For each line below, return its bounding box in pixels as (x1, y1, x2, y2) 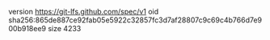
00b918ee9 (8, 24, 47, 33)
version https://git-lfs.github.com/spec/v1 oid (8, 7, 159, 16)
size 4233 (48, 24, 82, 33)
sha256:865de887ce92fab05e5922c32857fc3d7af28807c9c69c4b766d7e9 (8, 15, 263, 25)
